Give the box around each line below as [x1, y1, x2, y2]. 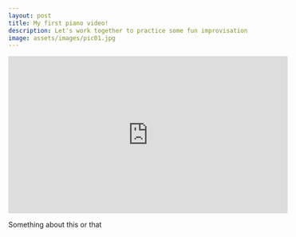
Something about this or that [8, 220, 102, 230]
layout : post [8, 11, 52, 20]
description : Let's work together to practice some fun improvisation [8, 26, 248, 34]
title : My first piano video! [8, 19, 109, 27]
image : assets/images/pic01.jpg [8, 34, 116, 42]
